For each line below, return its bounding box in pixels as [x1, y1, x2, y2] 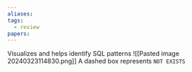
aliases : [7, 10, 33, 18]
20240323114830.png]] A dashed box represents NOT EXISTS [7, 57, 186, 66]
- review [14, 23, 40, 30]
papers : [7, 30, 31, 37]
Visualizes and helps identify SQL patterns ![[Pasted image [7, 49, 180, 58]
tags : [7, 17, 23, 24]
